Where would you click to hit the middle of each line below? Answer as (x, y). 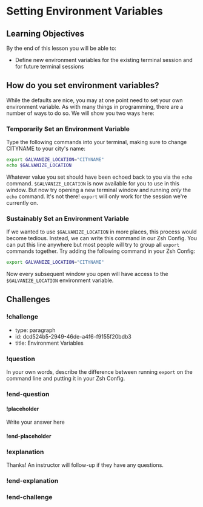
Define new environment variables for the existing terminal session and (104, 60)
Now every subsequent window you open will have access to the (87, 274)
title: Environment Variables (49, 343)
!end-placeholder (29, 436)
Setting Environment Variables (85, 11)
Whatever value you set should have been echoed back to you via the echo (99, 177)
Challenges (28, 299)
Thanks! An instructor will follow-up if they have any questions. (85, 465)
